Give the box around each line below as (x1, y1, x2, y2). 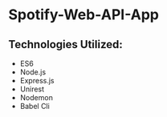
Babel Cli (19, 102, 50, 111)
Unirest (19, 84, 45, 94)
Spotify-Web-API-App (8, 6, 159, 24)
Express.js (19, 76, 55, 85)
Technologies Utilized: (8, 38, 123, 51)
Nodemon (19, 93, 54, 102)
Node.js (19, 67, 47, 77)
